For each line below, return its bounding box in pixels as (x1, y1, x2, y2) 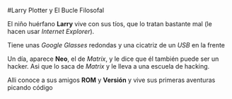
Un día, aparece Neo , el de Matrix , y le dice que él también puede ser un (7, 54, 219, 63)
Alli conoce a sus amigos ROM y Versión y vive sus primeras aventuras (7, 76, 216, 84)
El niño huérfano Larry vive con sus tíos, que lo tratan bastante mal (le (7, 20, 212, 28)
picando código (7, 83, 53, 91)
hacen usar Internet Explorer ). (7, 28, 95, 35)
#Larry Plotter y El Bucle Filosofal (7, 6, 105, 14)
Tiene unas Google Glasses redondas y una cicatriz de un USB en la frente (7, 41, 225, 49)
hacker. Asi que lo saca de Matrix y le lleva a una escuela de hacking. (7, 62, 210, 70)
